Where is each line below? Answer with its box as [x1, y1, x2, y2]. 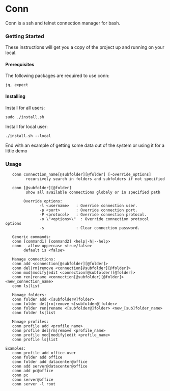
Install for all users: [5, 105, 45, 111]
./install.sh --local [5, 133, 51, 138]
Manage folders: [12, 292, 47, 297]
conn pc [12, 373, 29, 378]
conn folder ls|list [12, 310, 56, 315]
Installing [5, 93, 25, 99]
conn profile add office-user [12, 350, 76, 355]
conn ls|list [12, 283, 40, 289]
